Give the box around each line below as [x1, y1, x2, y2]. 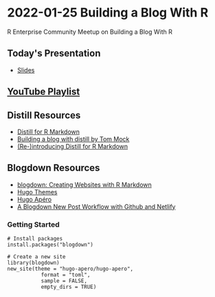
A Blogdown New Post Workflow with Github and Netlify [16, 202, 176, 211]
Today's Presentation [7, 48, 101, 59]
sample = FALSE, [41, 278, 88, 285]
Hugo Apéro [16, 195, 52, 203]
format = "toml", [41, 272, 91, 278]
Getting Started [7, 219, 60, 229]
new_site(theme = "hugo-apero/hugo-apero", [7, 265, 134, 273]
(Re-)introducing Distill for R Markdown [16, 142, 128, 150]
